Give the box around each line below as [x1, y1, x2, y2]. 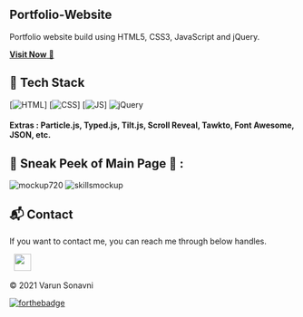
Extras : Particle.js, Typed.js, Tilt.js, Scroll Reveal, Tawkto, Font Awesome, [9, 120, 295, 130]
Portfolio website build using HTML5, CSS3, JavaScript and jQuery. [9, 31, 260, 42]
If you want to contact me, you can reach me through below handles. [9, 235, 268, 246]
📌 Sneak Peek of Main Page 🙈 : [9, 156, 184, 171]
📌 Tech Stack [9, 75, 85, 91]
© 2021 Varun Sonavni [9, 280, 93, 291]
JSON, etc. [9, 130, 52, 140]
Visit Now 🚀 [9, 49, 54, 60]
